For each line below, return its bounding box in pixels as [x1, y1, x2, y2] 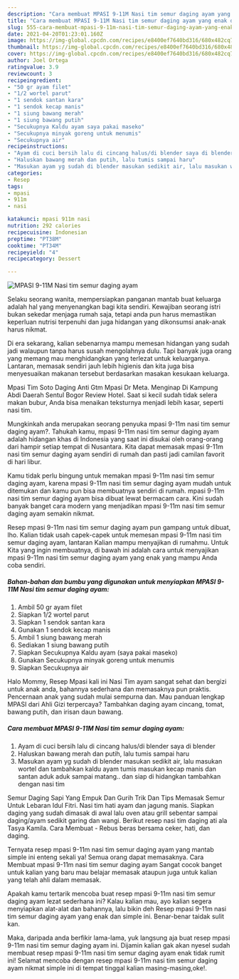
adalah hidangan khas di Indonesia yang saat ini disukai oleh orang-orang [7, 435, 223, 444]
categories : [7, 169, 43, 177]
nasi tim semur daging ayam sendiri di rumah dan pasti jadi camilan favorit [7, 450, 225, 458]
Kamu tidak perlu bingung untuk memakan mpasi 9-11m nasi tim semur [7, 471, 215, 480]
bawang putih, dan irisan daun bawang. [7, 707, 123, 717]
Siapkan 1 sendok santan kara [17, 618, 105, 627]
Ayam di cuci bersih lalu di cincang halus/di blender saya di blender [17, 742, 216, 751]
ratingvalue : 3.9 [7, 63, 59, 71]
